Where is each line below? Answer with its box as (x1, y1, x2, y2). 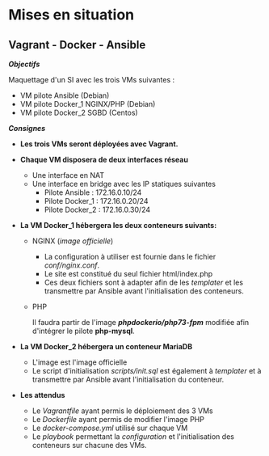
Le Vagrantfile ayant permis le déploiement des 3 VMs (32, 406, 213, 416)
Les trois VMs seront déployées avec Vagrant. (19, 139, 179, 149)
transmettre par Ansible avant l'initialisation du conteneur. (32, 374, 225, 384)
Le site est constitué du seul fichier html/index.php (44, 269, 213, 278)
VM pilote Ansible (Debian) (19, 91, 110, 100)
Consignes (8, 124, 46, 133)
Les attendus (19, 391, 65, 399)
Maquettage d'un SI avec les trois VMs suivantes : (8, 75, 175, 84)
